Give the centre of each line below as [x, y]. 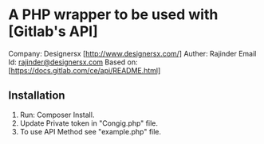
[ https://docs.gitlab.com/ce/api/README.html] [85, 70]
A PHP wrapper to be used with [113, 15]
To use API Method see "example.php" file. [91, 131]
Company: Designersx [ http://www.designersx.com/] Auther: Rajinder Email [132, 53]
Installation [37, 96]
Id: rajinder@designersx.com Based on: [73, 62]
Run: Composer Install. [57, 115]
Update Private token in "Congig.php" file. [89, 123]
